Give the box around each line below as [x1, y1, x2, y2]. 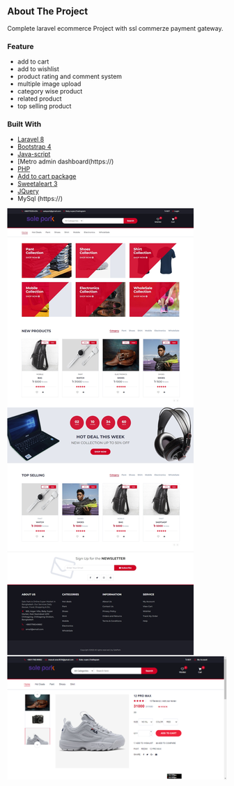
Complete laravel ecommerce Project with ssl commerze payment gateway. [7, 24, 224, 32]
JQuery [17, 187, 40, 195]
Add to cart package [17, 172, 77, 181]
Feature [7, 41, 34, 51]
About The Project [7, 6, 88, 17]
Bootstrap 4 [17, 142, 52, 151]
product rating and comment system [17, 73, 123, 81]
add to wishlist [17, 65, 59, 73]
